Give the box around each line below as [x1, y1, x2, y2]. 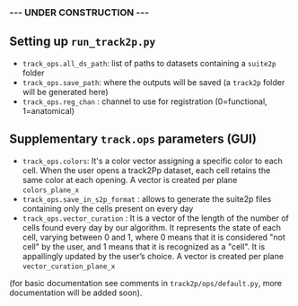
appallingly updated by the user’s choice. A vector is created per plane [22, 250, 285, 261]
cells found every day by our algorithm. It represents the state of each [22, 222, 281, 232]
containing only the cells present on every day [22, 203, 194, 214]
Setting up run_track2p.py [9, 34, 156, 49]
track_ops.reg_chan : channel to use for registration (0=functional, [22, 96, 267, 107]
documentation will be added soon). [9, 287, 143, 298]
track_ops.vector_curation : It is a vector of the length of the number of [22, 213, 289, 223]
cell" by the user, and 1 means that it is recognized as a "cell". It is [22, 240, 266, 252]
